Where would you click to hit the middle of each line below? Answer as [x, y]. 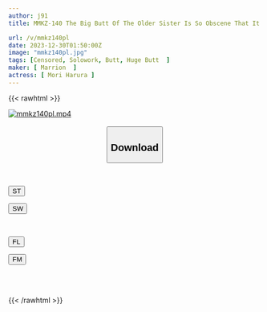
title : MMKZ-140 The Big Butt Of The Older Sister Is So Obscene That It [134, 23]
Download [135, 148]
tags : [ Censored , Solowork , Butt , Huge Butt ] [89, 60]
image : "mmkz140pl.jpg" [48, 53]
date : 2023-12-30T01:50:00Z [55, 45]
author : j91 [28, 16]
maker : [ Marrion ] [43, 68]
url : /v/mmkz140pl [39, 38]
